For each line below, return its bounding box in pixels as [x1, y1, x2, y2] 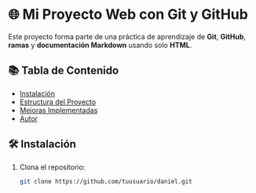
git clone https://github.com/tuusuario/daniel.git [19, 177, 192, 185]
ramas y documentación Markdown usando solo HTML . [8, 40, 192, 49]
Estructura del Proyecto [19, 96, 97, 107]
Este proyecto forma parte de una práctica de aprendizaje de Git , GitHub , [8, 31, 246, 41]
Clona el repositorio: [19, 162, 86, 172]
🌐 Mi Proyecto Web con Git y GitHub [8, 5, 249, 24]
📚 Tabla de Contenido [8, 64, 119, 78]
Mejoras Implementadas [19, 105, 98, 115]
